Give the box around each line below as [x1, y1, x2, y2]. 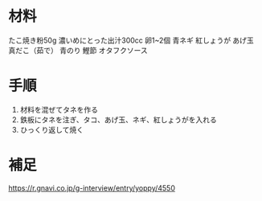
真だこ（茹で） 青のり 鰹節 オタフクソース [8, 45, 149, 55]
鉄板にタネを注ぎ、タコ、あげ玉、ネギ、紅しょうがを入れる [19, 114, 217, 125]
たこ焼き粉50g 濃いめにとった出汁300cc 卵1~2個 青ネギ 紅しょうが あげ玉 [8, 35, 255, 45]
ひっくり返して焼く [19, 125, 84, 134]
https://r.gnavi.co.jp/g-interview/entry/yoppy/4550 [8, 183, 175, 193]
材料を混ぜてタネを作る [19, 105, 99, 114]
